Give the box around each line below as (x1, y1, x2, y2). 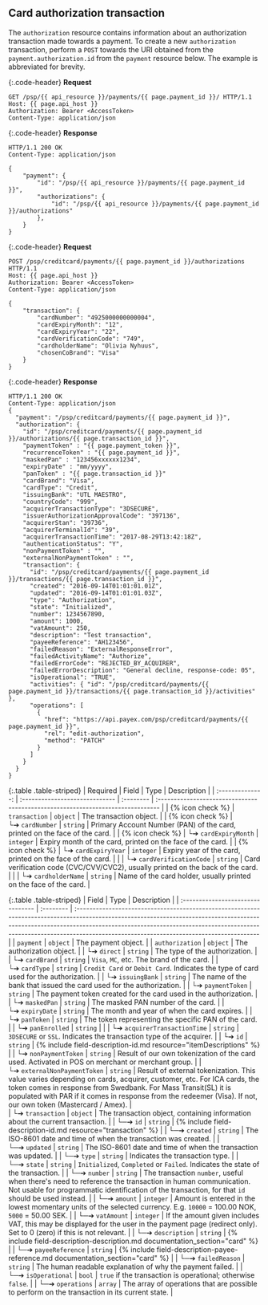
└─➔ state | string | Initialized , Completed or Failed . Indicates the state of (8, 1159, 260, 1169)
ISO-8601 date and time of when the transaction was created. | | (8, 1133, 220, 1143)
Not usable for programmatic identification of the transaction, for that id (8, 1185, 246, 1194)
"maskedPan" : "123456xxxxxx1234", (22, 455, 142, 464)
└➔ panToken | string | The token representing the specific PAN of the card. (8, 1014, 258, 1024)
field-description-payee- (156, 1244, 238, 1254)
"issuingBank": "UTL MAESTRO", (22, 490, 127, 498)
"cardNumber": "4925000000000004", (37, 313, 156, 322)
